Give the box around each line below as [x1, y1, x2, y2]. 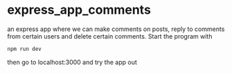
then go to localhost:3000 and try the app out [7, 58, 137, 66]
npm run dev [7, 45, 42, 52]
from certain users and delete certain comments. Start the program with [7, 32, 213, 40]
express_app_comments [7, 2, 151, 18]
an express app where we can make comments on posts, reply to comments [7, 25, 225, 33]
